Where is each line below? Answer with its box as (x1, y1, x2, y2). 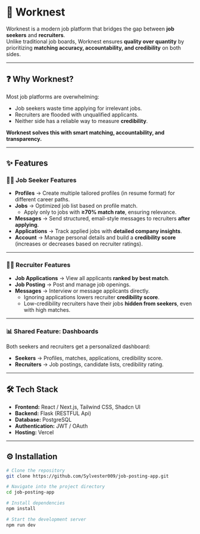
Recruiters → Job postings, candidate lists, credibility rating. (14, 361, 164, 368)
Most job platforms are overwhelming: (6, 93, 99, 100)
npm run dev (6, 522, 36, 528)
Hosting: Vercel (14, 428, 54, 435)
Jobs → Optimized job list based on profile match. (14, 202, 138, 210)
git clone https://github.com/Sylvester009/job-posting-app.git (6, 473, 169, 479)
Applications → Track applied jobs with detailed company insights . (14, 228, 183, 235)
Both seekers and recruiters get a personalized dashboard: (6, 343, 151, 350)
